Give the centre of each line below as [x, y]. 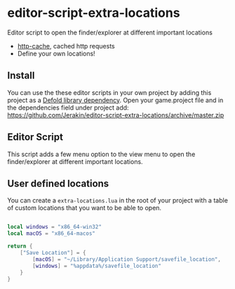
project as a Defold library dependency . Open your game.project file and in [115, 100]
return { [20, 246]
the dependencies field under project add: [68, 108]
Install [21, 76]
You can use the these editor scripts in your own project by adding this [109, 92]
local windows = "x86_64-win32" [54, 227]
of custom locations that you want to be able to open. [85, 208]
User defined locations [58, 183]
